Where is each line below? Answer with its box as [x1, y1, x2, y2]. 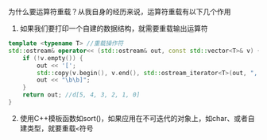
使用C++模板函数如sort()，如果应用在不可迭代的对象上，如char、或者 [19, 113, 249, 123]
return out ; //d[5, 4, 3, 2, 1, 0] [22, 91, 141, 99]
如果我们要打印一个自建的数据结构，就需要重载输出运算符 [19, 24, 208, 33]
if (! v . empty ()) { [22, 54, 83, 62]
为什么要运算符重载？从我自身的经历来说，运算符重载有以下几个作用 [8, 7, 231, 16]
